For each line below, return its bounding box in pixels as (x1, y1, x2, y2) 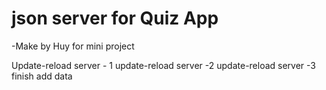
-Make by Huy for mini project (11, 40, 135, 52)
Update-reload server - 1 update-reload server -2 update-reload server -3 (11, 59, 317, 71)
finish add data (11, 70, 73, 82)
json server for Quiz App (11, 7, 219, 30)
